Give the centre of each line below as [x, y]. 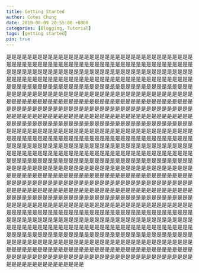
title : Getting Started [36, 12]
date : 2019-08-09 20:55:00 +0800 [47, 23]
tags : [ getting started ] [37, 34]
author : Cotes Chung [32, 17]
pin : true [18, 39]
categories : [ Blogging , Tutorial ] [49, 28]
